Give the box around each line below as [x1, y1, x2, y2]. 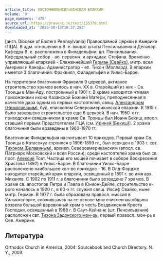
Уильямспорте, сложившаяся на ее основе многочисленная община [5, 197, 148, 203]
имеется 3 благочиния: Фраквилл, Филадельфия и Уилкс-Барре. [5, 69, 139, 75]
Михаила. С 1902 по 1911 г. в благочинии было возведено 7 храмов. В [5, 176, 149, 182]
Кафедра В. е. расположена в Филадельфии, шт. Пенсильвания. [5, 49, 138, 55]
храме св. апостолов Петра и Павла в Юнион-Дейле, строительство [5, 181, 148, 187]
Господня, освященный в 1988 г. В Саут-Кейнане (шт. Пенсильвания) [5, 207, 149, 213]
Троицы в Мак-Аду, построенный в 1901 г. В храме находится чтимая [5, 89, 149, 95]
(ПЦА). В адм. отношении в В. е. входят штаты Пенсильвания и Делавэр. [5, 44, 157, 50]
